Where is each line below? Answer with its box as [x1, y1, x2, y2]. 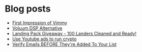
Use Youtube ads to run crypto [12, 36, 77, 42]
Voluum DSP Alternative [12, 25, 63, 31]
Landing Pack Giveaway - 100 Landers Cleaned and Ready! [12, 30, 137, 36]
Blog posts [5, 3, 51, 15]
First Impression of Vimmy [12, 20, 67, 26]
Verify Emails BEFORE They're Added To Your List [12, 41, 117, 47]
